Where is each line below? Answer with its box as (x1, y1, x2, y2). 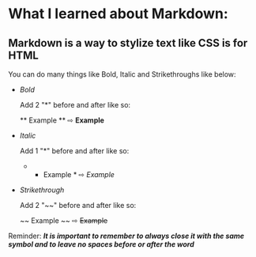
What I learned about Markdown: (8, 5, 229, 23)
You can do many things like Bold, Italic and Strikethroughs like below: (8, 70, 236, 79)
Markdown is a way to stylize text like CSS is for (8, 36, 248, 50)
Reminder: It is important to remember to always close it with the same (8, 231, 245, 240)
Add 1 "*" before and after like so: (19, 146, 130, 155)
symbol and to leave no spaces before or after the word (8, 240, 195, 249)
